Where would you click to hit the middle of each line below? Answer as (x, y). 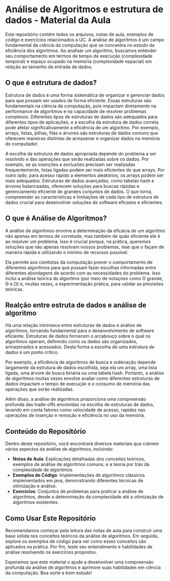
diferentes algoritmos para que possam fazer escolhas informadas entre (81, 267)
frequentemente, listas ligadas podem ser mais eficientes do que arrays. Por (85, 170)
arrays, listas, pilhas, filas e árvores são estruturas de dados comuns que (82, 133)
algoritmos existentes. (36, 502)
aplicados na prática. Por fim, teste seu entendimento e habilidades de (79, 547)
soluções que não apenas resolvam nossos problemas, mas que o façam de (85, 247)
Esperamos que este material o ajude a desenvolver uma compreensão (79, 562)
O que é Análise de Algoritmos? (56, 218)
